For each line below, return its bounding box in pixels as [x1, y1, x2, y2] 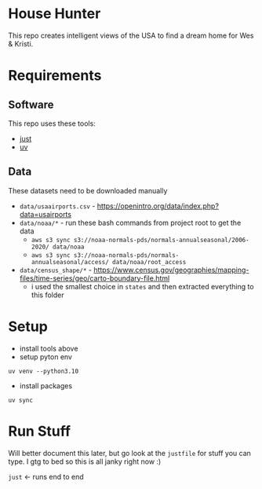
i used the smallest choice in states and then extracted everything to [31, 281, 254, 291]
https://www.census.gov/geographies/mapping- [93, 265, 249, 274]
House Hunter [8, 5, 101, 23]
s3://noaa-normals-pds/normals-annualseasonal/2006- [73, 236, 249, 244]
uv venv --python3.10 [8, 367, 79, 375]
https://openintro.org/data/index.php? [96, 201, 220, 211]
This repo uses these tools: [8, 119, 96, 128]
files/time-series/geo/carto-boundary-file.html [19, 273, 170, 283]
